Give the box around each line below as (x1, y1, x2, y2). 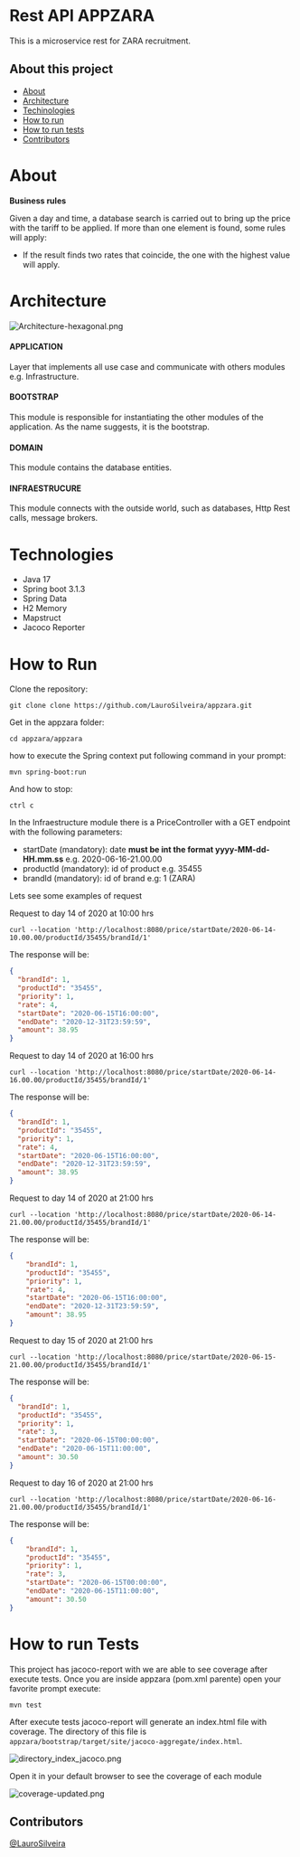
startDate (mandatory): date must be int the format (22, 844, 214, 855)
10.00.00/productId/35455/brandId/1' (9, 933, 152, 943)
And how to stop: (9, 784, 73, 795)
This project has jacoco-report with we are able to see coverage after (9, 1664, 268, 1674)
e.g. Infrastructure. (9, 371, 80, 382)
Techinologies (22, 105, 75, 116)
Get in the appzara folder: (9, 717, 105, 728)
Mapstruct (22, 612, 61, 624)
